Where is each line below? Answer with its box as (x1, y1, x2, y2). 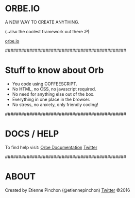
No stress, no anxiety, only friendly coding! (12, 101, 99, 108)
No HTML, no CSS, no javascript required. (12, 86, 96, 92)
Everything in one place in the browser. (12, 96, 91, 102)
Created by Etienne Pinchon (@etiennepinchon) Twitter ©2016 (5, 187, 130, 193)
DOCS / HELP (5, 128, 59, 139)
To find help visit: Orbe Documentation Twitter (5, 144, 98, 150)
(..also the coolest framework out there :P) (5, 28, 90, 34)
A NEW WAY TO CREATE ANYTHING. (5, 19, 80, 25)
